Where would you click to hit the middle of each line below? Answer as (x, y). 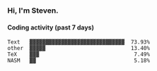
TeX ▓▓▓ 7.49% (79, 55)
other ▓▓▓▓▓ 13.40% (79, 49)
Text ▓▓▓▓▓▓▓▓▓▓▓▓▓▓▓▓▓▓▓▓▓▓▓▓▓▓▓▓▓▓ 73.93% (79, 42)
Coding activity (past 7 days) (51, 27)
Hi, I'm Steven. (33, 11)
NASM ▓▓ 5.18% (79, 61)
